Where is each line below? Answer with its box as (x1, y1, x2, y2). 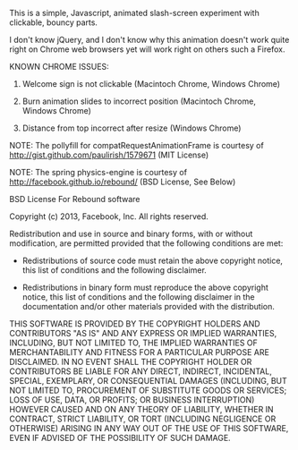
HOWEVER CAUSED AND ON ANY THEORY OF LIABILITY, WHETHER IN (9, 404, 275, 414)
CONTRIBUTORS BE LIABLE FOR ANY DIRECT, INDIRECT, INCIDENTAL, (9, 366, 273, 377)
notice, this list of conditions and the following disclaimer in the (21, 292, 255, 302)
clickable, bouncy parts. (9, 17, 98, 28)
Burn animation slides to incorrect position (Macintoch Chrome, (21, 96, 257, 106)
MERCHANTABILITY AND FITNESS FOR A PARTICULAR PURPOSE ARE (9, 347, 270, 357)
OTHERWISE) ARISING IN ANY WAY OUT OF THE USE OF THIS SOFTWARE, (9, 423, 289, 433)
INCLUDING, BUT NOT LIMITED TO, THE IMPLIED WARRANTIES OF (9, 337, 258, 348)
